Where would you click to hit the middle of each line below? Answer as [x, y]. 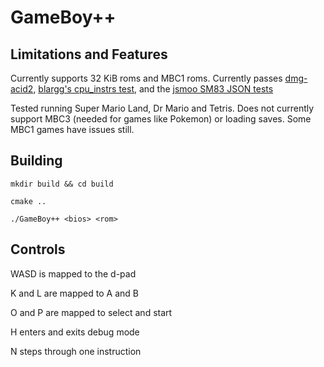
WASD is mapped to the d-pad [73, 273]
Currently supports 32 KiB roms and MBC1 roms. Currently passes [146, 78]
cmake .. [28, 201]
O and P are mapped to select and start [91, 312]
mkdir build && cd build [62, 184]
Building [36, 161]
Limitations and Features [89, 54]
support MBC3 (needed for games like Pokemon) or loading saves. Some [161, 119]
